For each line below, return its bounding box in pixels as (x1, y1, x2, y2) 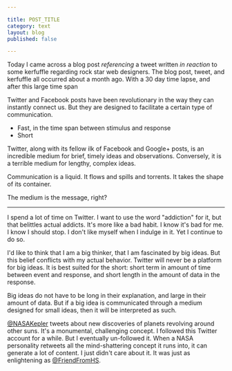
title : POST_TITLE (7, 16, 60, 23)
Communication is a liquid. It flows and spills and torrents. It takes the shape (7, 173, 224, 181)
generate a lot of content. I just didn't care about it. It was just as (7, 349, 191, 357)
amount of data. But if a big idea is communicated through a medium (7, 298, 202, 307)
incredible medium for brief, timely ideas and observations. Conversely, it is (7, 152, 222, 160)
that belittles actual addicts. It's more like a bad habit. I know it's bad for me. (7, 220, 224, 229)
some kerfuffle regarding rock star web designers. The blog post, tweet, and (7, 68, 225, 76)
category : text (7, 22, 51, 30)
